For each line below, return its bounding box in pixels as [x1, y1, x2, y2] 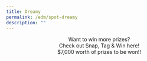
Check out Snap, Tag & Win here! [58, 42, 140, 49]
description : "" [6, 20, 46, 25]
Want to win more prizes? [68, 36, 130, 43]
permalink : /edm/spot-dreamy [6, 14, 78, 20]
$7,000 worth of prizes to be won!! [57, 49, 142, 56]
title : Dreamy [6, 8, 41, 15]
